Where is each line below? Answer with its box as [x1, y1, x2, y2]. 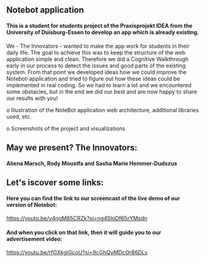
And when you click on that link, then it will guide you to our [6, 228, 161, 236]
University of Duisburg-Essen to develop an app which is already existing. [6, 28, 199, 36]
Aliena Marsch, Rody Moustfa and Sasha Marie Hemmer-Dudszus [6, 160, 177, 167]
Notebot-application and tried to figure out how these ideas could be [6, 75, 180, 82]
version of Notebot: [6, 201, 57, 208]
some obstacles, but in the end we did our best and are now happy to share [6, 88, 198, 95]
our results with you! [6, 94, 58, 102]
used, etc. [6, 113, 32, 120]
